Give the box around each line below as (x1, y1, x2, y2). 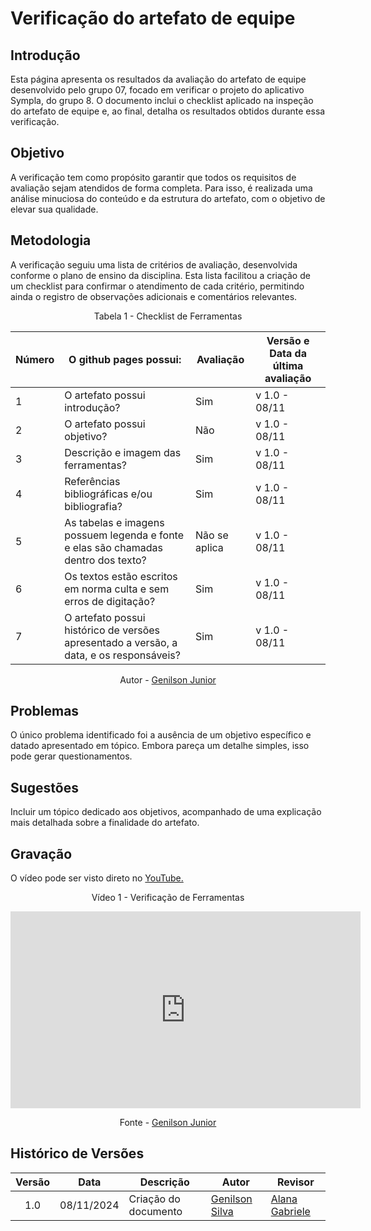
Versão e (266, 333, 310, 347)
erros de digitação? (64, 594, 156, 608)
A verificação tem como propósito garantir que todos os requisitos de (10, 171, 297, 183)
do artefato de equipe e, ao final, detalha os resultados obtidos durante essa (10, 105, 326, 117)
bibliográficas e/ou (64, 487, 153, 501)
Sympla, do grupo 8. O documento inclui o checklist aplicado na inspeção (10, 95, 314, 106)
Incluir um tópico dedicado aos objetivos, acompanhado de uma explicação (10, 806, 322, 818)
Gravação (10, 845, 73, 862)
